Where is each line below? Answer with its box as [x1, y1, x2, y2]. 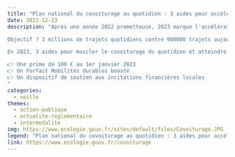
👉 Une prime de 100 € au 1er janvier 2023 [7, 61, 136, 68]
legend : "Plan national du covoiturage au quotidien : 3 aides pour [7, 132, 211, 140]
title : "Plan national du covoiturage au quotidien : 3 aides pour [7, 10, 208, 17]
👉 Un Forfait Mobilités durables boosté [7, 68, 130, 75]
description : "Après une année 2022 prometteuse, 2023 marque [7, 23, 192, 30]
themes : [7, 100, 30, 107]
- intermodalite [13, 119, 61, 126]
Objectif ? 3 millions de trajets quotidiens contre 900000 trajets [7, 36, 211, 43]
